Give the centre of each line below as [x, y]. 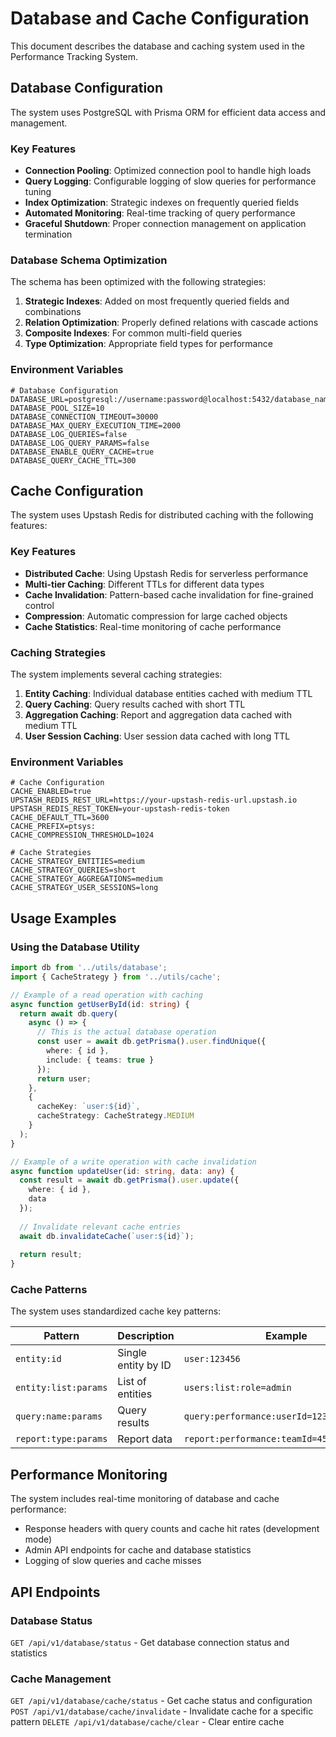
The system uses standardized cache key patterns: [116, 1311]
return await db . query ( [68, 1013]
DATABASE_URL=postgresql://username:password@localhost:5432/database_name [171, 399]
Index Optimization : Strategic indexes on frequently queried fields [162, 203]
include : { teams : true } [100, 1060]
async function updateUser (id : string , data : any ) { [122, 1171]
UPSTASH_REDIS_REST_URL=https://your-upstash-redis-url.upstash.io [154, 800]
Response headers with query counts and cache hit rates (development [172, 1529]
